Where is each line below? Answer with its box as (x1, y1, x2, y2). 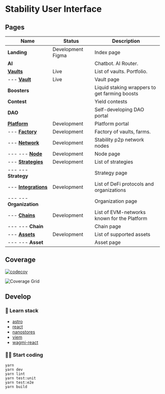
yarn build (5, 384, 27, 389)
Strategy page (94, 170, 128, 176)
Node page (94, 151, 120, 157)
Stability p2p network (94, 136, 144, 143)
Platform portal (94, 121, 129, 127)
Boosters (7, 87, 29, 94)
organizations (94, 187, 126, 193)
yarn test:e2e (5, 380, 34, 385)
